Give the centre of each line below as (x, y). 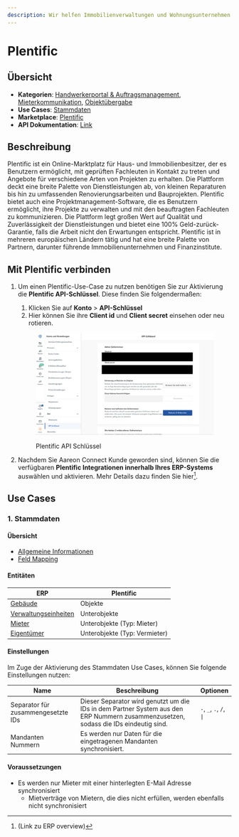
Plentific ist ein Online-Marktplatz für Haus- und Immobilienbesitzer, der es (117, 164)
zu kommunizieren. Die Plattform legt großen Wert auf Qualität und (105, 217)
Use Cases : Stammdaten (54, 110)
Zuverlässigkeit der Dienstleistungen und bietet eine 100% (93, 225)
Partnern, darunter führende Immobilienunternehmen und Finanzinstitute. (115, 247)
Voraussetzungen (34, 767)
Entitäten (21, 575)
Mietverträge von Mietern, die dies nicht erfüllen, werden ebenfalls (126, 798)
